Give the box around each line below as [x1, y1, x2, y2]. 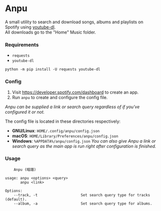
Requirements [5, 41, 39, 48]
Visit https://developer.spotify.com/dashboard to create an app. [12, 89, 139, 95]
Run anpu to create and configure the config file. [12, 94, 108, 100]
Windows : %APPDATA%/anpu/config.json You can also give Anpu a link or [12, 138, 156, 144]
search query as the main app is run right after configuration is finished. [12, 143, 156, 149]
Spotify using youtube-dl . [5, 24, 56, 30]
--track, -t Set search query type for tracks [14, 193, 150, 197]
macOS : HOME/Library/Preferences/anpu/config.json [12, 133, 118, 139]
